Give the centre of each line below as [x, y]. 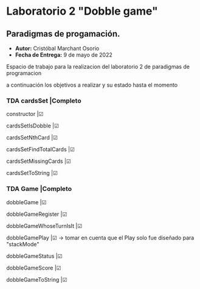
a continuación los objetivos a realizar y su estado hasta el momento [92, 85]
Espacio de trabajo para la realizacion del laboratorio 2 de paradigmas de [98, 66]
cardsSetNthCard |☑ [32, 138]
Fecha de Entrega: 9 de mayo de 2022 [64, 55]
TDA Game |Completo [39, 189]
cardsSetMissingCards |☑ [39, 161]
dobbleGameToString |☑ [37, 279]
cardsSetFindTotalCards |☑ [40, 149]
